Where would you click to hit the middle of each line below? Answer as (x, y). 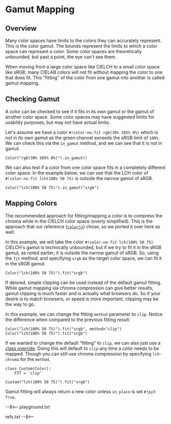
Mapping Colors (31, 203)
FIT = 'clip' (28, 373)
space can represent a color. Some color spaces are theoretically (74, 51)
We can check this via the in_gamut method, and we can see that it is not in (84, 143)
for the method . (35, 359)
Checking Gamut (33, 99)
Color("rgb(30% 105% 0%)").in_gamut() (46, 158)
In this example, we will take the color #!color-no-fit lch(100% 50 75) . (80, 242)
